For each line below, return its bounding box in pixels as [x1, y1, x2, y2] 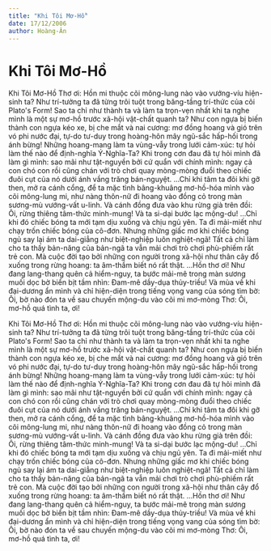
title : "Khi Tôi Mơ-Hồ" [8, 11, 89, 20]
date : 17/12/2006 [8, 19, 67, 28]
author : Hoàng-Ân [8, 27, 67, 35]
